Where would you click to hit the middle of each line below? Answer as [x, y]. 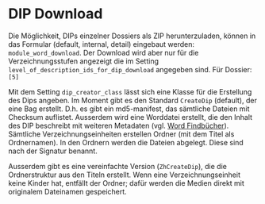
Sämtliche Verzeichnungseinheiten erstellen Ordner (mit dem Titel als [121, 134]
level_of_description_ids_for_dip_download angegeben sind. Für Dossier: [130, 69]
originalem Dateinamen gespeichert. [67, 191]
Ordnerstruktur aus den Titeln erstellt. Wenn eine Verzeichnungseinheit [124, 175]
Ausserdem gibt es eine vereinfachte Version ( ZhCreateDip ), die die [118, 166]
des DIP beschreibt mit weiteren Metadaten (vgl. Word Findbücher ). [119, 125]
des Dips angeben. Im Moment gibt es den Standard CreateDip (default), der [133, 100]
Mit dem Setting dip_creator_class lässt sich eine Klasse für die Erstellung [130, 91]
